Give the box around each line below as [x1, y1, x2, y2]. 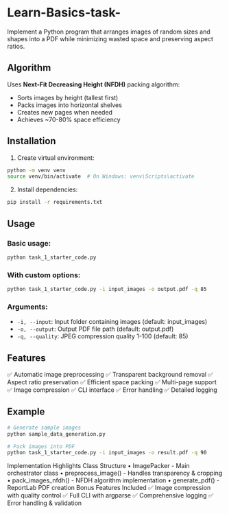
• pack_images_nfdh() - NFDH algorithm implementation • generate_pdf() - [7, 476, 220, 484]
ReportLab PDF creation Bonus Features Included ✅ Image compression [7, 484, 211, 492]
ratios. [7, 42, 25, 50]
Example [7, 406, 45, 418]
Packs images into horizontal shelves [16, 101, 122, 109]
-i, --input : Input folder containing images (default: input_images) [16, 318, 208, 326]
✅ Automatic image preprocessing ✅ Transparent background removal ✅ [7, 371, 214, 379]
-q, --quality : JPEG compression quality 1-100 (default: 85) [16, 332, 189, 340]
